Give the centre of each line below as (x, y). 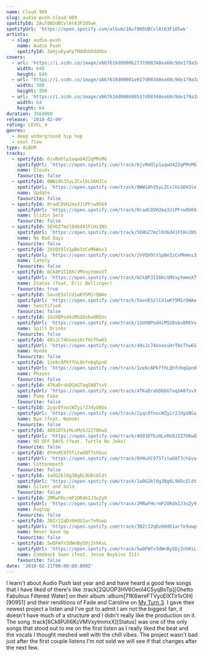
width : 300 (31, 86)
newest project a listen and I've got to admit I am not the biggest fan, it (94, 609)
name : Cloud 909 (27, 12)
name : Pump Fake (38, 396)
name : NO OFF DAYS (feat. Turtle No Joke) (72, 441)
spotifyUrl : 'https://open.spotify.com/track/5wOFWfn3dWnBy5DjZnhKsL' (108, 549)
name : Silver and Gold (46, 487)
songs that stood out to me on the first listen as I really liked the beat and (97, 628)
